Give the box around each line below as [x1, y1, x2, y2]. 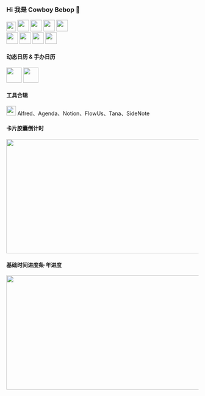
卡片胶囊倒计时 [6, 125, 44, 132]
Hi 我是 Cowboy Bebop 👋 [6, 5, 81, 13]
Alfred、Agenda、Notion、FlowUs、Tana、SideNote [17, 110, 150, 117]
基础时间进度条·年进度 [6, 261, 62, 269]
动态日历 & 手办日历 [6, 53, 56, 60]
